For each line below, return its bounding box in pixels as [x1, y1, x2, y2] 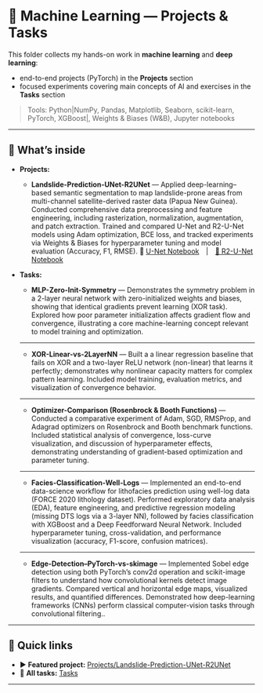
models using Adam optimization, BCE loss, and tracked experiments [31, 229, 254, 239]
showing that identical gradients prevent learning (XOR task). [31, 301, 228, 311]
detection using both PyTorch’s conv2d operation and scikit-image [31, 567, 246, 576]
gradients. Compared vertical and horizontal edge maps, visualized [31, 584, 248, 593]
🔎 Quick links [8, 639, 73, 652]
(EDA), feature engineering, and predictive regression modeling [31, 502, 236, 512]
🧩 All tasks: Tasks [19, 668, 78, 677]
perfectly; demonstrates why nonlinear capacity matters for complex [31, 366, 253, 375]
